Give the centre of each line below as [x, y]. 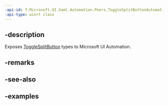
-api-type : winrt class [30, 14]
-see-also [20, 80]
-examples [22, 96]
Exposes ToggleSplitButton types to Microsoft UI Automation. [68, 47]
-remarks [20, 62]
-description [25, 35]
